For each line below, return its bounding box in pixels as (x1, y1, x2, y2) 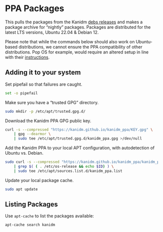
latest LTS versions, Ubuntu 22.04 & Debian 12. (5, 29, 99, 35)
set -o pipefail (5, 90, 38, 95)
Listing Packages (5, 200, 58, 209)
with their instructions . (5, 54, 50, 60)
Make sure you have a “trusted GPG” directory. (5, 99, 98, 105)
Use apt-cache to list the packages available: (5, 213, 95, 219)
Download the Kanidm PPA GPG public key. (5, 118, 91, 124)
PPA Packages (5, 3, 65, 14)
